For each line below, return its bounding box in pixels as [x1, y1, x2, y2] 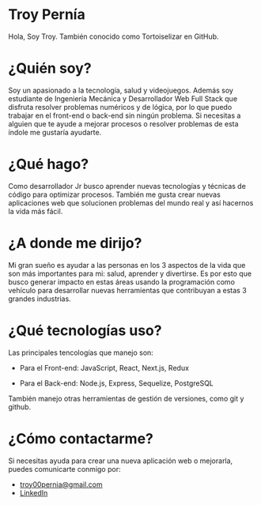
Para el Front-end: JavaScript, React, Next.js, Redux [19, 363, 190, 372]
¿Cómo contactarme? [8, 429, 154, 447]
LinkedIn [19, 488, 48, 497]
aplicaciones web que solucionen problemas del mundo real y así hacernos [8, 198, 254, 207]
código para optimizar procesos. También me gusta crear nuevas [8, 190, 221, 199]
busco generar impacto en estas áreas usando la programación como [8, 277, 236, 286]
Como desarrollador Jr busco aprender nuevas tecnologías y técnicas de [8, 181, 247, 190]
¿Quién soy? [8, 59, 93, 77]
